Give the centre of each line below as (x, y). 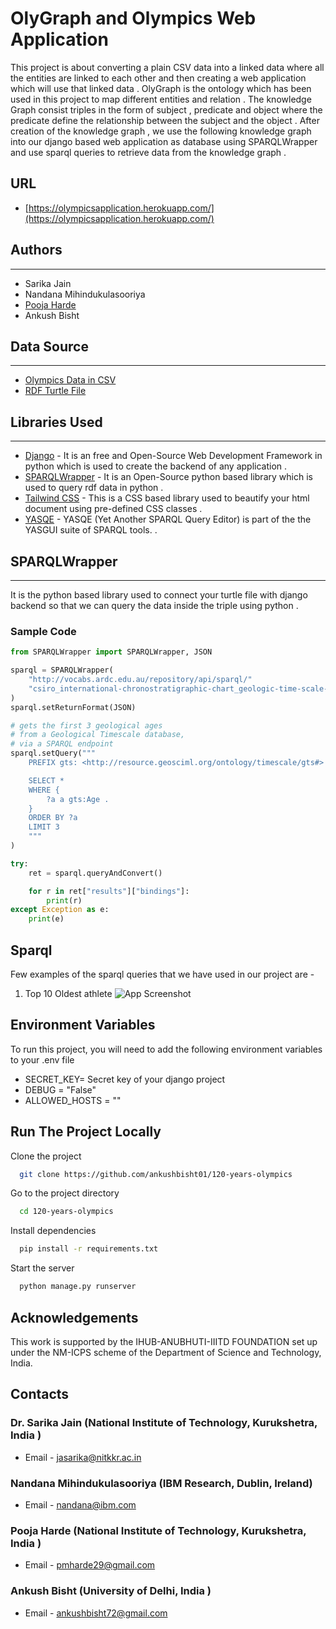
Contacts (40, 1394)
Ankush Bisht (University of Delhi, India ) (111, 1591)
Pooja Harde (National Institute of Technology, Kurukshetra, (158, 1530)
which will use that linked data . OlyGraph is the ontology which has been (161, 88)
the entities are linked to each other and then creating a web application (158, 78)
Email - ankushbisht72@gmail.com (96, 1613)
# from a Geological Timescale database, (98, 735)
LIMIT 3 (44, 827)
